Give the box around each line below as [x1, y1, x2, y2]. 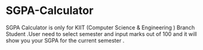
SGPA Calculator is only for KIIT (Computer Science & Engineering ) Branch [6, 24, 195, 31]
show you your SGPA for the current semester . [6, 37, 125, 44]
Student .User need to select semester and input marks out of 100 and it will [6, 30, 197, 37]
